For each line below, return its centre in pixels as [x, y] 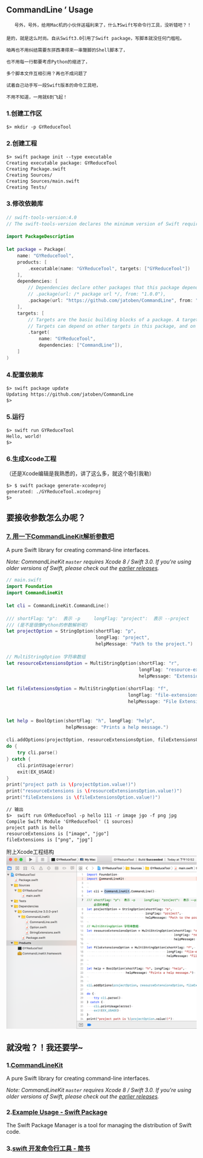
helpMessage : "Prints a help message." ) [117, 727]
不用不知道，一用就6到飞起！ [37, 97]
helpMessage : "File [152, 702]
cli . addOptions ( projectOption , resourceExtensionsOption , [81, 740]
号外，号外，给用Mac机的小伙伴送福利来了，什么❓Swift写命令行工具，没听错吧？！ [103, 25]
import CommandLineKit [35, 593]
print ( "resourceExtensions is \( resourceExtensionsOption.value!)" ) [94, 791]
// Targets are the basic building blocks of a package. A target [113, 320]
